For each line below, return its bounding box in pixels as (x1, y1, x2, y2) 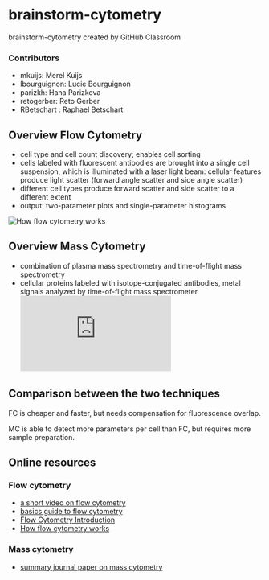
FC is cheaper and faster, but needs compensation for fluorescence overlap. (8, 408, 261, 418)
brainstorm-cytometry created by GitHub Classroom (8, 32, 181, 42)
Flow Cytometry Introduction (19, 515, 115, 524)
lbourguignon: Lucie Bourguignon (19, 79, 131, 89)
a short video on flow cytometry (19, 498, 126, 508)
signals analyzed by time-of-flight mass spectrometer (19, 286, 198, 296)
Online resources (8, 456, 96, 470)
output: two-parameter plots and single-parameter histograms (19, 201, 226, 211)
